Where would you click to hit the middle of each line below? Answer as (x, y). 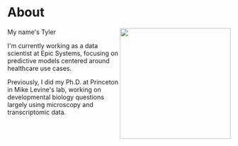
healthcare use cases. (40, 68)
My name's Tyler (32, 32)
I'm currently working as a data (53, 45)
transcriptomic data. (37, 112)
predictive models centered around (58, 60)
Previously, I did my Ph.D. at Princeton (63, 82)
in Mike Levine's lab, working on (54, 89)
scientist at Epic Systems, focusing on (63, 53)
